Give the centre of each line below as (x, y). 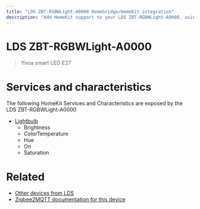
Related (25, 177)
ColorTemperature (46, 134)
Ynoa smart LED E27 (46, 63)
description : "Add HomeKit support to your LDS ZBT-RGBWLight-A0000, (94, 17)
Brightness (37, 128)
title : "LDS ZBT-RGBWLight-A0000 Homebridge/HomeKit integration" (90, 12)
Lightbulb (26, 121)
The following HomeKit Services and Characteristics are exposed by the (95, 103)
